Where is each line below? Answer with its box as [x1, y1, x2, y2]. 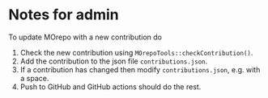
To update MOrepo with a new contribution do [8, 32, 163, 42]
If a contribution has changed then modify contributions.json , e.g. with [19, 64, 261, 74]
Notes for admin [8, 6, 119, 24]
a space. [19, 73, 49, 83]
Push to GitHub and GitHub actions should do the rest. [19, 82, 202, 92]
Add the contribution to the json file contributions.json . [19, 56, 208, 66]
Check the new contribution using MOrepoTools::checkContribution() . [19, 47, 253, 57]
